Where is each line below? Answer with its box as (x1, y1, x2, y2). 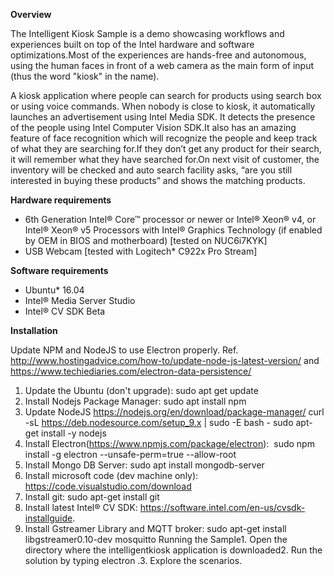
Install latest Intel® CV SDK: (24, 502, 138, 513)
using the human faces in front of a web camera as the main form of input (10, 60, 315, 71)
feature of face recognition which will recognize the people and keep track (10, 132, 318, 144)
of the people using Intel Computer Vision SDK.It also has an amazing (10, 122, 297, 133)
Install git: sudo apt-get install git (24, 491, 160, 503)
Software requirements (10, 265, 109, 276)
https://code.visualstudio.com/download (24, 480, 192, 492)
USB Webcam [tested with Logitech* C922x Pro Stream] (24, 245, 258, 257)
